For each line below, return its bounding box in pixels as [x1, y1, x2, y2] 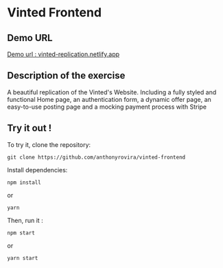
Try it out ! [7, 122, 52, 134]
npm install [7, 179, 41, 186]
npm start [7, 229, 36, 237]
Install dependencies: [7, 165, 68, 174]
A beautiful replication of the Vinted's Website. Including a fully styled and [7, 88, 217, 96]
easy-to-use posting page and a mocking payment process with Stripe [7, 103, 207, 111]
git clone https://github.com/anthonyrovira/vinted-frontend [7, 154, 186, 161]
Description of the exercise [7, 70, 126, 81]
